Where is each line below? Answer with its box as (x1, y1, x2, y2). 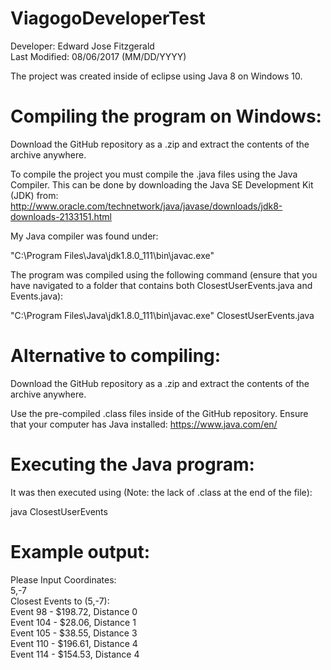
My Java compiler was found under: (10, 230, 159, 242)
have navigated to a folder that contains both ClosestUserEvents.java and (10, 279, 313, 291)
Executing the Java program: (10, 453, 255, 476)
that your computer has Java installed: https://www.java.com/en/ (10, 418, 278, 430)
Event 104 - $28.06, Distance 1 (10, 616, 137, 628)
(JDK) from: (10, 189, 59, 201)
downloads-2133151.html (10, 210, 112, 222)
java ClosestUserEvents (10, 505, 108, 517)
